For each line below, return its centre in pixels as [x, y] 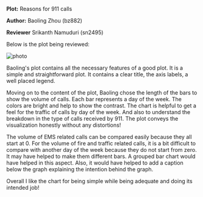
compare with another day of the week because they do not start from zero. [101, 150]
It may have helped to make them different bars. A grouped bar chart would [101, 156]
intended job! [23, 188]
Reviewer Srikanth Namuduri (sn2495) [55, 32]
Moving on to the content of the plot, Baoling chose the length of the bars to [102, 93]
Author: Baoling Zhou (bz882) [44, 20]
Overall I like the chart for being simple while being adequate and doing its [100, 181]
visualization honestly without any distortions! [64, 125]
